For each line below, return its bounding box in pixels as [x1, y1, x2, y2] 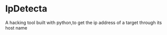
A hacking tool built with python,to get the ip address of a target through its [5, 19, 162, 25]
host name [5, 24, 28, 30]
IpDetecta [5, 3, 48, 14]
